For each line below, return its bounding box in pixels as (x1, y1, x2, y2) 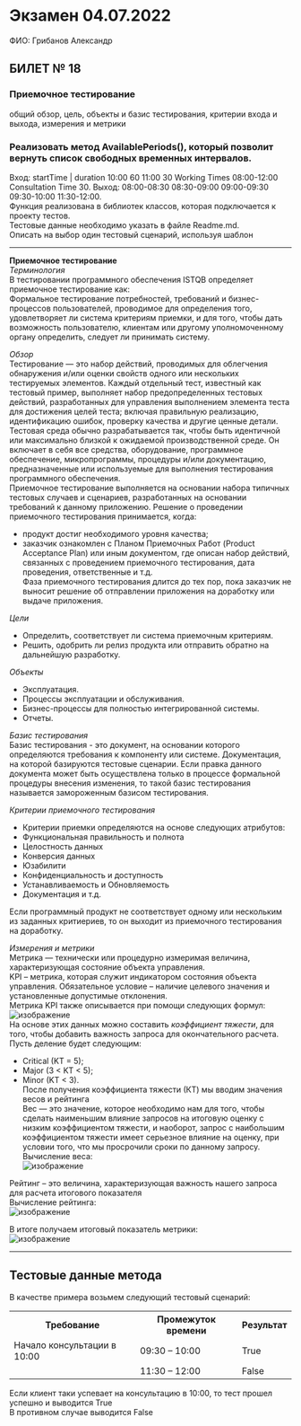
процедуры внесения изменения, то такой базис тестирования (9, 778, 251, 788)
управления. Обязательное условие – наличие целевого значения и (9, 981, 271, 991)
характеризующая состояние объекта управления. (9, 962, 205, 973)
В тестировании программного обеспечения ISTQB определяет (9, 274, 254, 285)
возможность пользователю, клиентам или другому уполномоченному (9, 321, 284, 332)
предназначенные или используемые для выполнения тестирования (9, 463, 274, 474)
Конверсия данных (21, 850, 96, 861)
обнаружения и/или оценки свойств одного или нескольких (9, 367, 239, 378)
